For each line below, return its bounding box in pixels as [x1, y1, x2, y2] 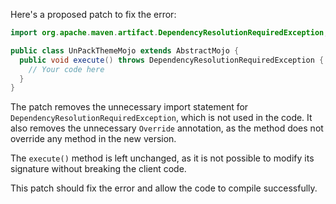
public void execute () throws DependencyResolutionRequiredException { [19, 55, 325, 65]
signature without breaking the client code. [10, 163, 187, 175]
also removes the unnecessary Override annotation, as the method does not [10, 122, 324, 134]
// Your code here [28, 64, 105, 74]
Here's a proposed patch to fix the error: [10, 9, 177, 20]
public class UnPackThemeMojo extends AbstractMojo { [10, 45, 240, 56]
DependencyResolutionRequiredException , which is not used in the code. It [10, 112, 313, 124]
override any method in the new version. [10, 133, 177, 145]
